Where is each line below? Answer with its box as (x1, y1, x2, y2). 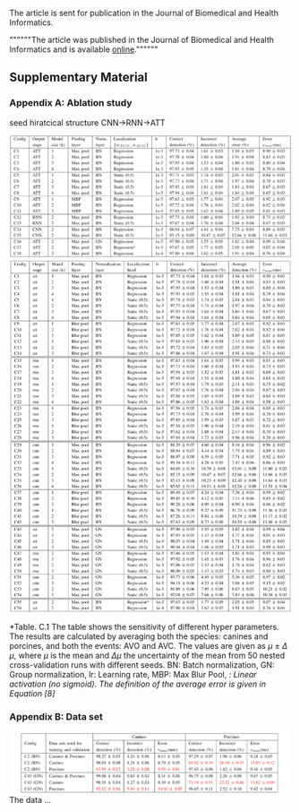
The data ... (9, 794, 52, 805)
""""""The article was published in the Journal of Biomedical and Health (9, 35, 275, 45)
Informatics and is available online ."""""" (9, 44, 159, 55)
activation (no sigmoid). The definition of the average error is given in (9, 678, 267, 689)
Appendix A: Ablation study (9, 97, 133, 109)
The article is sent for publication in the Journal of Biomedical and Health (9, 8, 279, 18)
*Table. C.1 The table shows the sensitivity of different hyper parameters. (9, 622, 279, 632)
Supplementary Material (9, 70, 148, 85)
